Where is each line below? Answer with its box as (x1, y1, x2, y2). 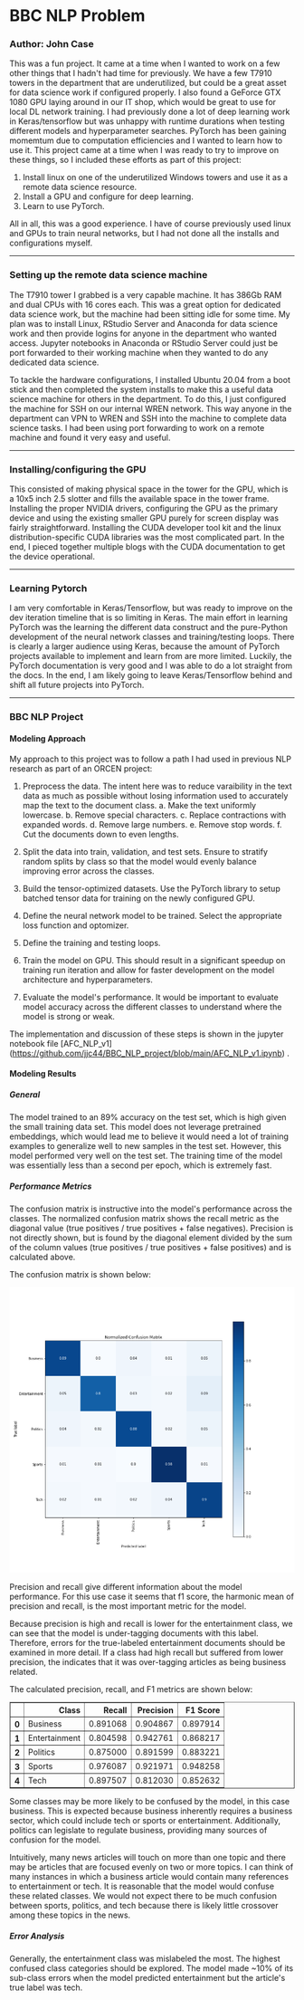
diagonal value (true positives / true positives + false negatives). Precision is (9, 1223, 294, 1234)
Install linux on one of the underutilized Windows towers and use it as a (22, 172, 288, 183)
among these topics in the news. (9, 1909, 131, 1920)
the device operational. (9, 551, 95, 562)
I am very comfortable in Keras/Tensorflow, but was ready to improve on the (9, 603, 293, 614)
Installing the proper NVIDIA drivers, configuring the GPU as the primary (9, 503, 279, 514)
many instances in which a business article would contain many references (9, 1871, 290, 1882)
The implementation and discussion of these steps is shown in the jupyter (9, 1029, 284, 1039)
